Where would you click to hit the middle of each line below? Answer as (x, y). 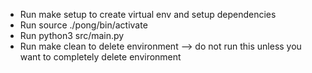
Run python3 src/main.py (72, 35)
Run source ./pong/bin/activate (83, 25)
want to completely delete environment (100, 57)
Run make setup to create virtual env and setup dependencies (148, 14)
